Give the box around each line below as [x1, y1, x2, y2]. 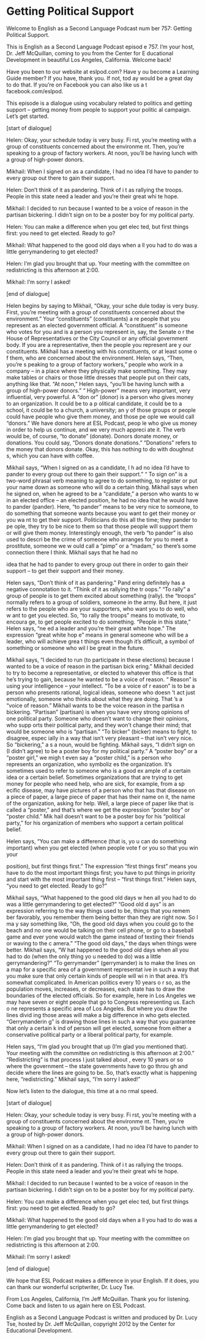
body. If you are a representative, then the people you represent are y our [6, 341, 192, 348]
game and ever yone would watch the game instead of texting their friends [6, 933, 195, 940]
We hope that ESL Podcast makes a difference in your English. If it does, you [6, 1277, 199, 1284]
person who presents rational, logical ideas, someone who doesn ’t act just [6, 689, 196, 696]
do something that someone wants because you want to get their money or [6, 509, 196, 517]
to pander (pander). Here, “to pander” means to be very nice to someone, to [6, 503, 199, 510]
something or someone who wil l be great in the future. [6, 644, 145, 651]
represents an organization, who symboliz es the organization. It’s [6, 760, 173, 768]
